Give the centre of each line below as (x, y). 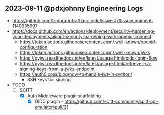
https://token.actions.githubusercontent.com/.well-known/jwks (85, 52)
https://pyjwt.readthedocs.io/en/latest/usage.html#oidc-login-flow (89, 58)
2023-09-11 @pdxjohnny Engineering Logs (74, 8)
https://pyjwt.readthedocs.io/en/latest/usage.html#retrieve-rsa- (86, 63)
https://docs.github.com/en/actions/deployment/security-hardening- (84, 31)
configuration (34, 47)
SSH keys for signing (49, 79)
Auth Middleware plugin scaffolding (64, 96)
